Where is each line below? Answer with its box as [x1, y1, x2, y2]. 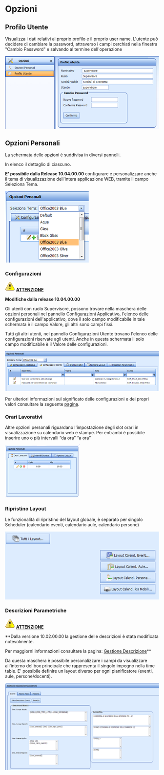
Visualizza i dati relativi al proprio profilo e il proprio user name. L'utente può [5, 36, 158, 42]
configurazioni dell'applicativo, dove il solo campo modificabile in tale [5, 316, 145, 322]
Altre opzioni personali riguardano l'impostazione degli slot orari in [5, 424, 139, 430]
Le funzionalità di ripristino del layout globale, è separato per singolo [5, 517, 143, 522]
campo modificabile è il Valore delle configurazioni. [5, 341, 108, 347]
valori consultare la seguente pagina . [5, 401, 80, 407]
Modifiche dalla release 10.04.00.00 [5, 296, 81, 302]
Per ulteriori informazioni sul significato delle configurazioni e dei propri [5, 396, 149, 402]
